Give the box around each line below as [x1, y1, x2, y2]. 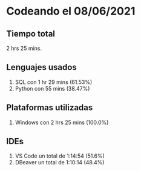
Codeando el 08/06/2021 [6, 4, 136, 18]
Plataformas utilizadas [6, 102, 93, 113]
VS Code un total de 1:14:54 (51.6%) [15, 152, 105, 159]
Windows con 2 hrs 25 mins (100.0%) [15, 119, 109, 126]
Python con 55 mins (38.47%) [15, 85, 90, 92]
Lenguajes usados [6, 62, 77, 72]
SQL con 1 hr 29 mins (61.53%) [15, 78, 93, 86]
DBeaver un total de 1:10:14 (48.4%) [15, 159, 105, 166]
